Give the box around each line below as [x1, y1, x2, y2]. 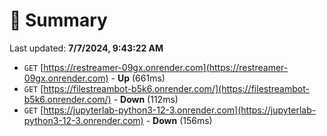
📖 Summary [9, 9, 108, 32]
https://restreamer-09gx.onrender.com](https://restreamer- [43, 61, 289, 73]
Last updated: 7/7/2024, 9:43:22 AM [9, 42, 164, 54]
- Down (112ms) [113, 93, 179, 105]
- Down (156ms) [145, 114, 213, 126]
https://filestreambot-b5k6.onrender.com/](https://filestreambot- [43, 82, 310, 94]
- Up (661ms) [110, 72, 166, 84]
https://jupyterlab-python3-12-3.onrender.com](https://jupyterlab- [43, 104, 317, 116]
